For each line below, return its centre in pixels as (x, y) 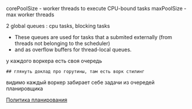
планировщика (25, 89)
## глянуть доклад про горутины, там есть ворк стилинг (75, 72)
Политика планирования (37, 100)
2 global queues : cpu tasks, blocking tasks (58, 26)
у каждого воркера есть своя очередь (54, 61)
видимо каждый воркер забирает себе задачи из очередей (80, 82)
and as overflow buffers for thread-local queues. (73, 50)
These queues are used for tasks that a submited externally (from (93, 37)
